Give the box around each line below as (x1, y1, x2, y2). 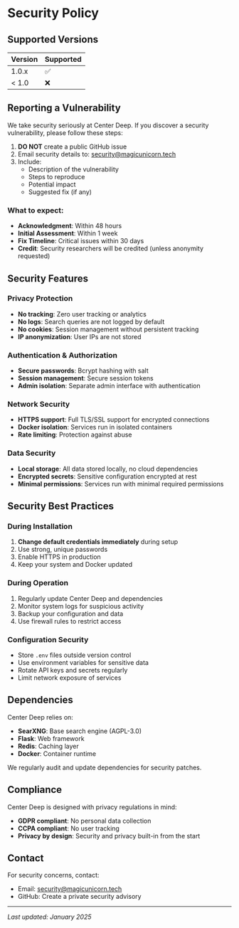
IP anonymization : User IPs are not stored (17, 332, 142, 341)
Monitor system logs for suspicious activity (17, 602, 144, 610)
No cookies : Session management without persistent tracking (17, 325, 199, 334)
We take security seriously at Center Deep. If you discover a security (7, 121, 209, 129)
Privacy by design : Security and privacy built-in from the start (17, 831, 201, 840)
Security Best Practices (7, 500, 115, 513)
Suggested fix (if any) (28, 187, 92, 196)
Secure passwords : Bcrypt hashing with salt (17, 366, 149, 375)
